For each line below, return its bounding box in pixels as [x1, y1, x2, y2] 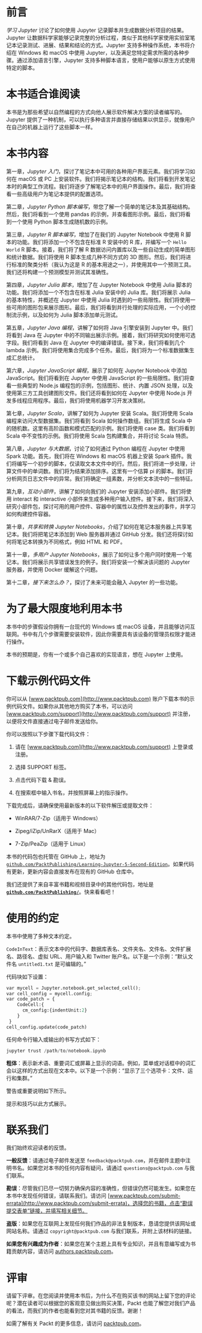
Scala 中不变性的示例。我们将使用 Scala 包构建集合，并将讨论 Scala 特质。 [6, 432, 192, 439]
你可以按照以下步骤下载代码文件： [6, 730, 91, 737]
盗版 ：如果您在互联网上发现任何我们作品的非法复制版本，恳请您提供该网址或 [6, 1220, 196, 1227]
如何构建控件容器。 [6, 510, 54, 517]
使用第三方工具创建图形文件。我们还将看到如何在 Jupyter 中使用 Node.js [6, 389, 186, 397]
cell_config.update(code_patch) [6, 1024, 87, 1030]
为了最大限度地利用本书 [6, 602, 123, 615]
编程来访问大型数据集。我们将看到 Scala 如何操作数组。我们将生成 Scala [6, 417, 186, 424]
